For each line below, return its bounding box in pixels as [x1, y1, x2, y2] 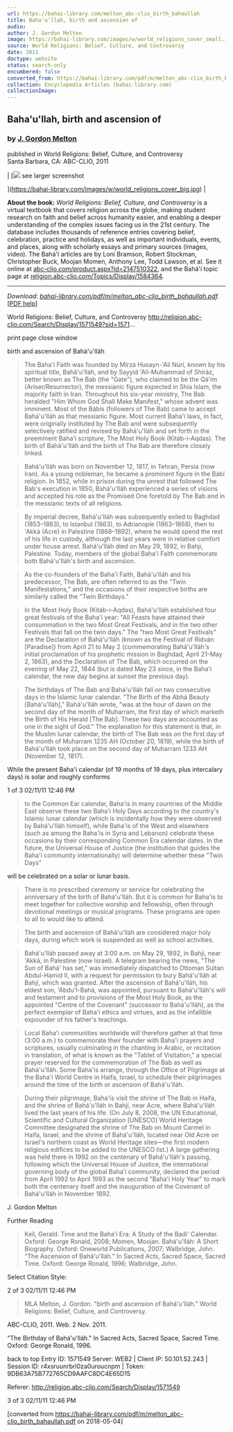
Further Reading [7, 1216, 53, 1225]
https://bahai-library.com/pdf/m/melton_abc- [55, 1409, 184, 1418]
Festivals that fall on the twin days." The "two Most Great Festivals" [24, 628, 216, 636]
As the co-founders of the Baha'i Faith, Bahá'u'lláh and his [24, 570, 191, 578]
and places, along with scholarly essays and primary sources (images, [7, 242, 208, 250]
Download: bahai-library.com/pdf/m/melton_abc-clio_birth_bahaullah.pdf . [7, 292, 220, 300]
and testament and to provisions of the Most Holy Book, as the [24, 993, 203, 1001]
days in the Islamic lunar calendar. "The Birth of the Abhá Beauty [24, 693, 209, 701]
